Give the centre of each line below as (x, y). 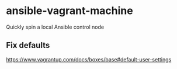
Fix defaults (28, 45)
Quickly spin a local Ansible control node (55, 27)
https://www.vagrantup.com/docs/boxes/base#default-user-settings (89, 59)
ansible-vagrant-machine (70, 11)
